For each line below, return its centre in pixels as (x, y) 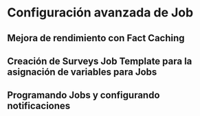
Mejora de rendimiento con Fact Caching (96, 38)
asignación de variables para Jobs (82, 72)
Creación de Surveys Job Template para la (100, 61)
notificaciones (39, 106)
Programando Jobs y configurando (84, 95)
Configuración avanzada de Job (100, 13)
